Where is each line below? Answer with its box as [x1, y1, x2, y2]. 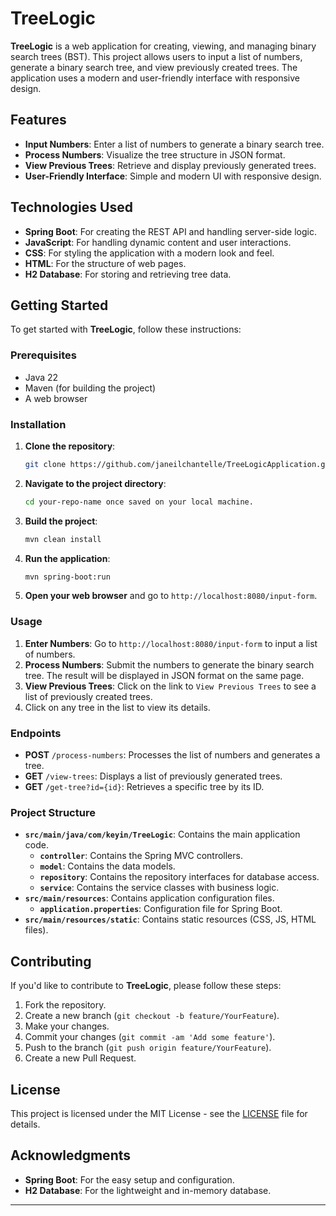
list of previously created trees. [24, 690, 153, 702]
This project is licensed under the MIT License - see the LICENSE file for [10, 1107, 308, 1119]
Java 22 [24, 371, 59, 383]
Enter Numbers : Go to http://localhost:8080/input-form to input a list [24, 637, 318, 649]
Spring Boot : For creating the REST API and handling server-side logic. [24, 225, 318, 237]
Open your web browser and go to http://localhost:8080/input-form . [24, 590, 318, 602]
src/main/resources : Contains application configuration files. [24, 892, 275, 904]
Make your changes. [24, 1020, 110, 1032]
